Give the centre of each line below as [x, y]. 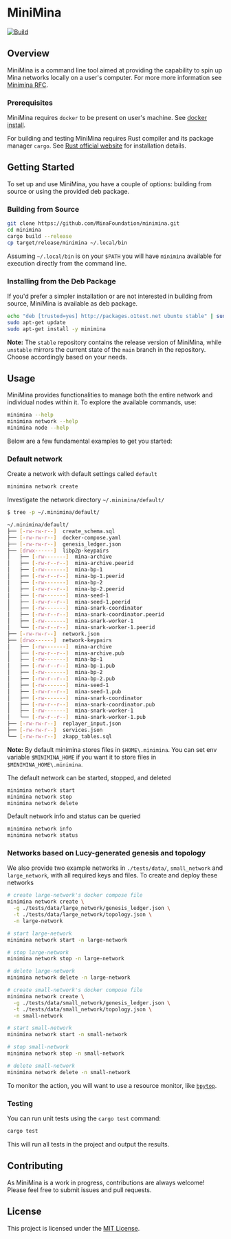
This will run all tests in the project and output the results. [88, 1144]
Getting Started [41, 167]
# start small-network [40, 1028]
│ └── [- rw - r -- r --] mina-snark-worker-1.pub [77, 717]
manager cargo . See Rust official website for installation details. [97, 146]
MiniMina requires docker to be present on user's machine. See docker [107, 118]
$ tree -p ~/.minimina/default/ [53, 513]
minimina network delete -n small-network [69, 1072]
